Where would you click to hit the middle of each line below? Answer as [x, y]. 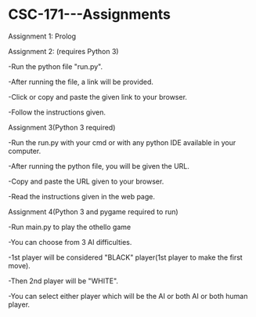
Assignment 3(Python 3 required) [62, 127]
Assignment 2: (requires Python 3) [63, 51]
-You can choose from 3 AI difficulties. [70, 242]
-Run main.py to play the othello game [70, 227]
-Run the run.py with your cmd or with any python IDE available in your [122, 142]
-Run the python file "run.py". [56, 66]
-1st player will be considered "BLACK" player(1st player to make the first [125, 257]
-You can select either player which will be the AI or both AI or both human [128, 296]
